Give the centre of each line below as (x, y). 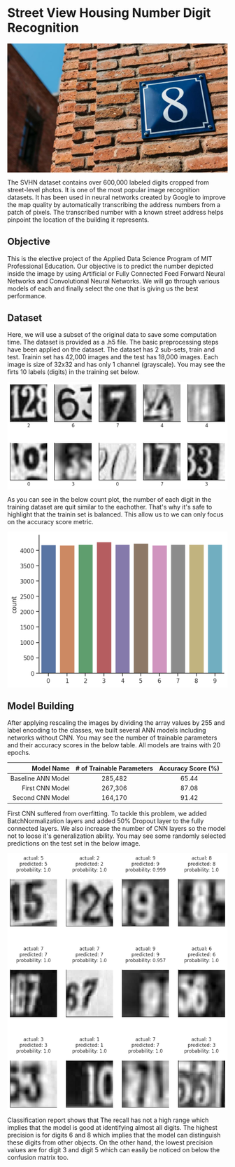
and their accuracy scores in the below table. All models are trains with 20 (114, 745)
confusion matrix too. (38, 1158)
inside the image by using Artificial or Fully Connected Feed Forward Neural (116, 273)
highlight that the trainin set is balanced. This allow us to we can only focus (115, 514)
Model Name (50, 768)
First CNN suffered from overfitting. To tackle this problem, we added (107, 813)
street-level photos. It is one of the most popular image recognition (104, 189)
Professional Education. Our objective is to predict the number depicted (110, 266)
